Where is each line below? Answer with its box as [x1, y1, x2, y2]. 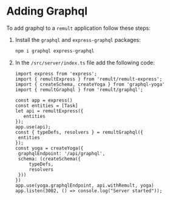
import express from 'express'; [15, 71, 97, 77]
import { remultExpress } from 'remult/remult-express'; [15, 76, 163, 82]
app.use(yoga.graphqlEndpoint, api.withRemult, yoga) [15, 182, 154, 188]
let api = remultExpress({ [15, 108, 84, 114]
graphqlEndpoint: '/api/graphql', [18, 150, 106, 156]
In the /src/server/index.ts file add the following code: [15, 59, 155, 66]
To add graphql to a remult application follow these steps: [6, 24, 151, 32]
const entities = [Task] [15, 102, 78, 109]
